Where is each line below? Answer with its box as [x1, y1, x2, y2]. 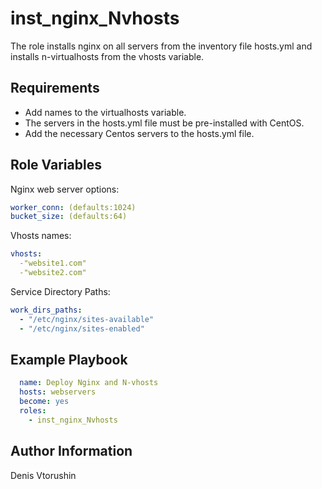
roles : [19, 406, 47, 416]
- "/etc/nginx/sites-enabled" [19, 323, 145, 334]
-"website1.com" [19, 258, 87, 269]
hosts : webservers [19, 387, 97, 397]
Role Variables [10, 157, 102, 174]
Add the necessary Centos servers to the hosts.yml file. [24, 127, 255, 139]
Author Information [10, 443, 133, 460]
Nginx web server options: [10, 183, 120, 195]
